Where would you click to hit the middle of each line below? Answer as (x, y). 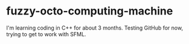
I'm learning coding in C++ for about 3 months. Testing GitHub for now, (94, 28)
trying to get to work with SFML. (46, 34)
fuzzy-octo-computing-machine (90, 11)
